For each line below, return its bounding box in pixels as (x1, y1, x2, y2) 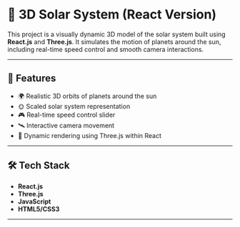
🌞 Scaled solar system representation (17, 102, 131, 110)
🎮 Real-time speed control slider (17, 110, 116, 119)
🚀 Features (7, 73, 56, 85)
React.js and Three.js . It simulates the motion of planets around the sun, (7, 37, 221, 46)
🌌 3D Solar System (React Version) (7, 6, 216, 23)
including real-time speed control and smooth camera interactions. (7, 45, 204, 53)
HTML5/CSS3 (17, 204, 60, 213)
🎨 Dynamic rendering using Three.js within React (17, 131, 162, 139)
